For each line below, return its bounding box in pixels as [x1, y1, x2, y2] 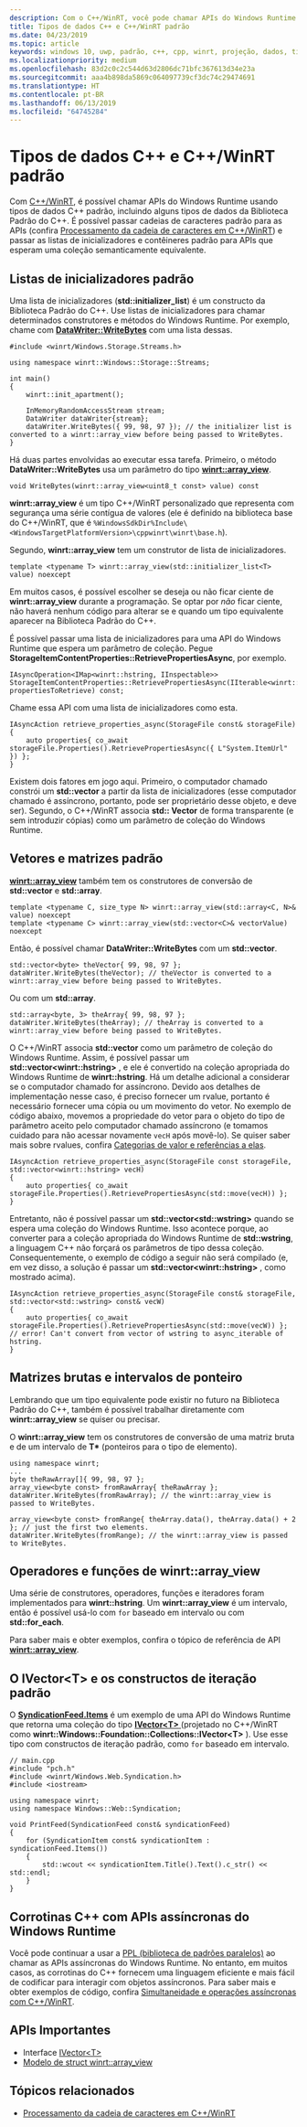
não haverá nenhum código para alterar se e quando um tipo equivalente [9, 605, 284, 616]
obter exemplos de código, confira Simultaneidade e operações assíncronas [9, 1986, 297, 1998]
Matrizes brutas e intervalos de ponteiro [9, 1370, 243, 1385]
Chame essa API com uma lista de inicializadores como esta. [9, 702, 238, 713]
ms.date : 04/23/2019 [9, 30, 89, 39]
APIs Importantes [9, 2023, 111, 2038]
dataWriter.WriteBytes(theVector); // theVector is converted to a [9, 968, 272, 978]
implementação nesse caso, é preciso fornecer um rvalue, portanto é [9, 1090, 270, 1102]
